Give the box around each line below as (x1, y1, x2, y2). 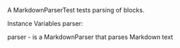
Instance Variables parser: (7, 19, 83, 27)
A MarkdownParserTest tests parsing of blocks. (7, 6, 145, 14)
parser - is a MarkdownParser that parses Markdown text (7, 33, 174, 41)
